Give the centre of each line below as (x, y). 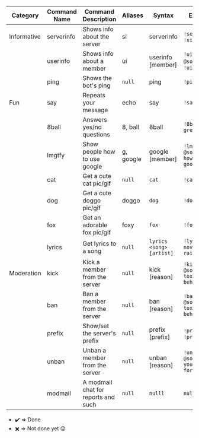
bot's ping (97, 85)
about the (96, 36)
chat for (94, 390)
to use (91, 159)
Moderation (25, 273)
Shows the (97, 78)
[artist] (161, 253)
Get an (92, 218)
